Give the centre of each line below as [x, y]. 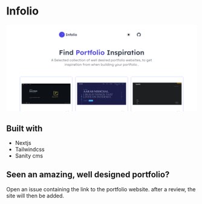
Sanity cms [29, 156]
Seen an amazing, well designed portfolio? [88, 175]
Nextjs [23, 143]
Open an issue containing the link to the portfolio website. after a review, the [101, 189]
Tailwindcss [30, 150]
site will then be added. [35, 196]
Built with [24, 128]
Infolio [23, 11]
